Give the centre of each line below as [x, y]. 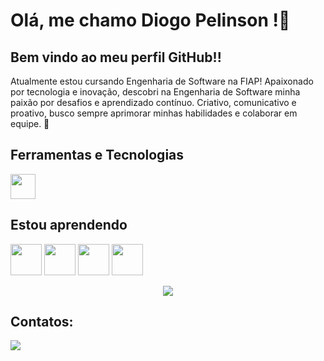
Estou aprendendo [69, 225]
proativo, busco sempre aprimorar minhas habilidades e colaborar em [154, 113]
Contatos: [42, 322]
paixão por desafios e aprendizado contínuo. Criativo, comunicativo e [153, 102]
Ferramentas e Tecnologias [97, 155]
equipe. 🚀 [30, 123]
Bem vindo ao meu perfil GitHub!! [116, 57]
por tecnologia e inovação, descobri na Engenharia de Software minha [155, 92]
